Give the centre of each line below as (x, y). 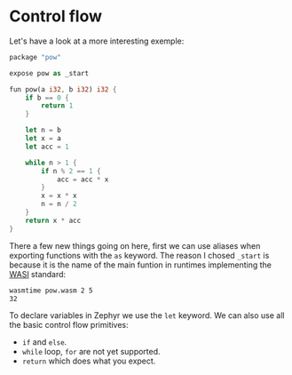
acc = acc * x (83, 180)
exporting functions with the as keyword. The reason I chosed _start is (139, 255)
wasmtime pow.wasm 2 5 (51, 291)
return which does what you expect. (89, 361)
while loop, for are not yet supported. (91, 352)
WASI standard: (38, 274)
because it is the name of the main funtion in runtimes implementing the (141, 265)
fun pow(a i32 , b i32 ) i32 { (63, 89)
